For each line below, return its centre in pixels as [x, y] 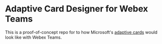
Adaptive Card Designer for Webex [77, 9]
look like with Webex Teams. [33, 37]
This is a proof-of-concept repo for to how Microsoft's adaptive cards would [81, 32]
